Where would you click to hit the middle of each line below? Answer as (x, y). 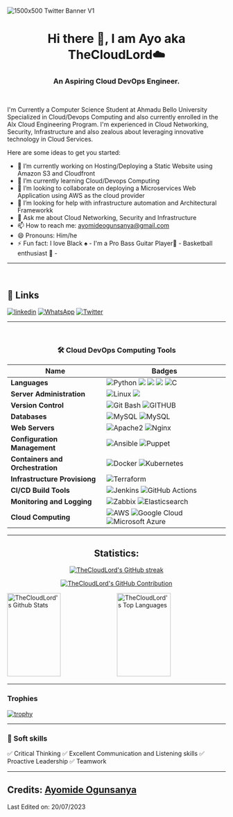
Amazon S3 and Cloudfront (56, 174)
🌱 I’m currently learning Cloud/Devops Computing (88, 181)
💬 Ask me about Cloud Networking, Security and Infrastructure (107, 218)
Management (33, 448)
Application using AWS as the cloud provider (81, 196)
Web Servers (33, 428)
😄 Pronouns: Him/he (47, 235)
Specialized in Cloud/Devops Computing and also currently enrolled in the (113, 117)
